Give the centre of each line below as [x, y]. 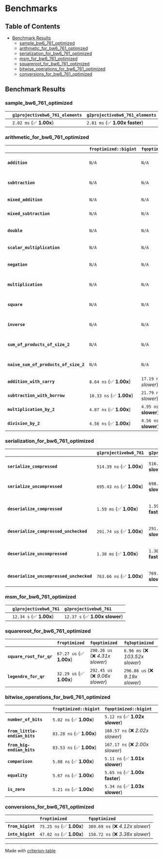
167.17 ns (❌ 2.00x [127, 745]
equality [17, 776]
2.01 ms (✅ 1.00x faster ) [115, 123]
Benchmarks [31, 8]
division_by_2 [24, 423]
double [15, 230]
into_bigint [21, 834]
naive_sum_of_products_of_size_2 [46, 364]
